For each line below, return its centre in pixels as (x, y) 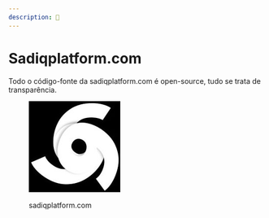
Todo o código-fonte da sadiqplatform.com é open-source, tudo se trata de (135, 81)
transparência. (33, 89)
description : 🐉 (34, 17)
